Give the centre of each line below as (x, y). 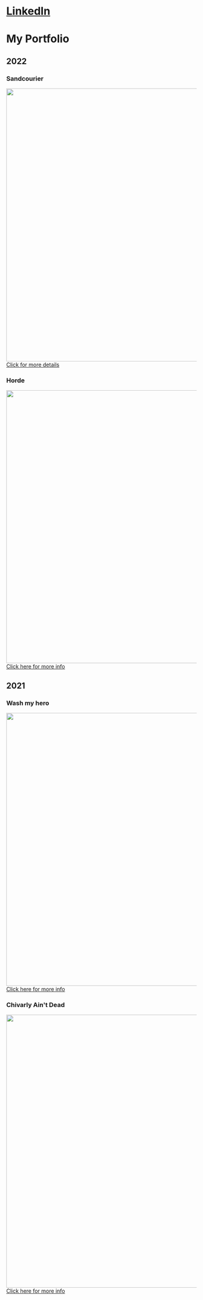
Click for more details (33, 365)
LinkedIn (28, 11)
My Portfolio (38, 39)
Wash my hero (28, 703)
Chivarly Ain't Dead (36, 1005)
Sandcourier (25, 78)
